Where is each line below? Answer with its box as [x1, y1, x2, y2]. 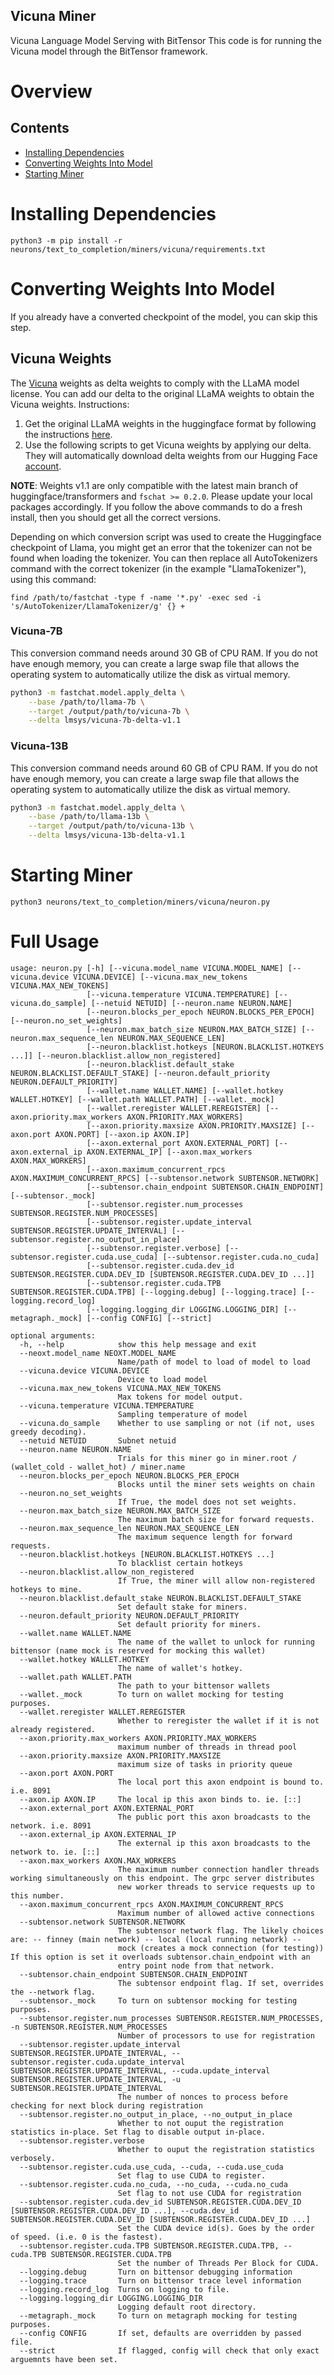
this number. [10, 1890, 65, 1901]
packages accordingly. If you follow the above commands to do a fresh [10, 500, 303, 513]
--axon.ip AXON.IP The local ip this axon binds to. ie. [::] [19, 1794, 302, 1804]
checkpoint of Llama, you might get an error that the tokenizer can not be [10, 541, 313, 553]
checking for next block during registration [10, 2100, 203, 2111]
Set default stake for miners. [117, 1602, 248, 1612]
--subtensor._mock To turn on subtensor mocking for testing [19, 1995, 298, 2006]
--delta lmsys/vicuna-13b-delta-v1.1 [28, 830, 186, 841]
